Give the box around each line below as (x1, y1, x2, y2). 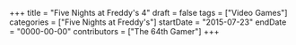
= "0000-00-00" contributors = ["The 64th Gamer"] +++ (9, 26, 220, 36)
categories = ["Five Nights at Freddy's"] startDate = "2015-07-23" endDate (9, 17, 287, 27)
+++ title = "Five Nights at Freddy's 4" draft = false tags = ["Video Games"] (9, 8, 288, 18)
